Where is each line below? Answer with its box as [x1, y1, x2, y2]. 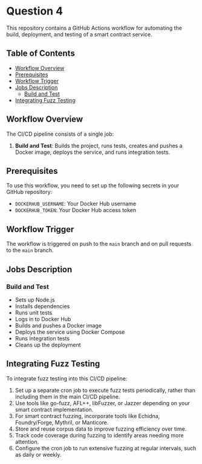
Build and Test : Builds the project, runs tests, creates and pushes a [15, 142, 183, 149]
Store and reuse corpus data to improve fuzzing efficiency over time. [15, 425, 187, 433]
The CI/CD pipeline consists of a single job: [6, 130, 114, 138]
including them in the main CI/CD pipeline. [15, 393, 120, 400]
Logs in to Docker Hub [15, 315, 71, 322]
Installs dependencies [15, 302, 70, 310]
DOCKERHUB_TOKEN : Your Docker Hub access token [15, 207, 137, 214]
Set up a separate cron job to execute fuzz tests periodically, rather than [15, 386, 195, 394]
